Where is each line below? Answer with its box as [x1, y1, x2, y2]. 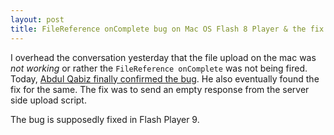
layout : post [10, 14, 65, 25]
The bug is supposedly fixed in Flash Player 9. [10, 113, 200, 125]
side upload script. [10, 94, 87, 106]
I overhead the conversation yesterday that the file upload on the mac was [10, 51, 317, 63]
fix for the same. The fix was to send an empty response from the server [10, 83, 310, 95]
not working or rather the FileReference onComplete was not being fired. [10, 62, 308, 74]
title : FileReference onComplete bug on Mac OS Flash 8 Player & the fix [10, 24, 325, 34]
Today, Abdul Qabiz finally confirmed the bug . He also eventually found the [10, 72, 320, 85]
